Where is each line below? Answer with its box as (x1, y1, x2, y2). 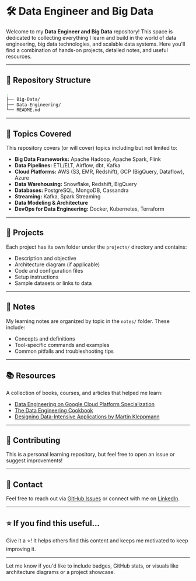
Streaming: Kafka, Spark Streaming (14, 193, 101, 200)
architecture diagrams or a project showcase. (6, 568, 116, 575)
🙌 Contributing (6, 435, 61, 445)
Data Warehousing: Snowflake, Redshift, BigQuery (14, 181, 137, 188)
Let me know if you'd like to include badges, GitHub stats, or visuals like (6, 562, 179, 569)
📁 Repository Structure (6, 75, 91, 85)
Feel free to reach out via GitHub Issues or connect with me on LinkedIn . (6, 495, 180, 502)
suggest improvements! (6, 457, 63, 464)
